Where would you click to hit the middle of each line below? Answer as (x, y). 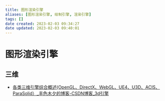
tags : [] (14, 19)
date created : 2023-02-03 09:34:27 (42, 24)
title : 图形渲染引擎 (24, 10)
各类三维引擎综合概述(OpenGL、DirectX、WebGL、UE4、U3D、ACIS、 (86, 87)
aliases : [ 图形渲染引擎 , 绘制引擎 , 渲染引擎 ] (48, 14)
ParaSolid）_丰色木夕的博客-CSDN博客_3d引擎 (61, 94)
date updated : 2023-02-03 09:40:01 (42, 28)
